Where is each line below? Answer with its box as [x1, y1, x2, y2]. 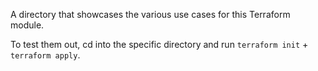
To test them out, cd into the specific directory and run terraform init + [10, 39, 309, 50]
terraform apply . [10, 49, 81, 61]
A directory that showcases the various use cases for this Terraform [10, 9, 291, 20]
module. [10, 19, 45, 31]
